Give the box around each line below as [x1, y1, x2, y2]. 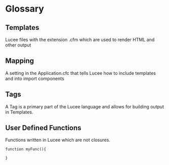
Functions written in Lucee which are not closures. [5, 137, 110, 143]
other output [5, 42, 31, 48]
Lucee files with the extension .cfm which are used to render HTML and [5, 36, 155, 43]
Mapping [5, 57, 34, 65]
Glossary [5, 3, 45, 15]
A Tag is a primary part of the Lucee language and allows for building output [5, 103, 164, 109]
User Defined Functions [5, 123, 82, 132]
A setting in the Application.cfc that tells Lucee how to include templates [5, 70, 156, 76]
